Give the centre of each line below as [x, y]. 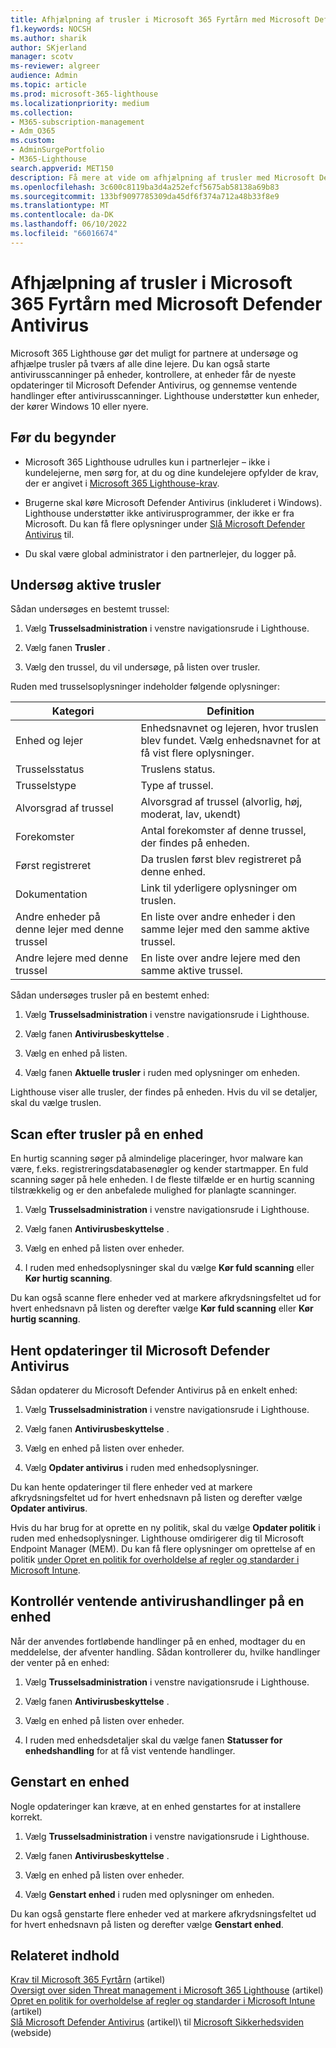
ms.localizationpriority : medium [80, 103]
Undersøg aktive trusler [86, 584]
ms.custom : [33, 141]
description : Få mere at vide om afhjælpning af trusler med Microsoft [162, 177]
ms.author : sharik [48, 38]
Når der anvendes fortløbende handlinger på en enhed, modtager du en [158, 1641]
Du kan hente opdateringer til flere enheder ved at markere [131, 1487]
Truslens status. [178, 769]
